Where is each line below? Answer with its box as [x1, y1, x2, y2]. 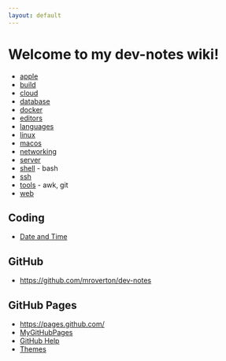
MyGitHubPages [19, 328, 73, 337]
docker [19, 105, 43, 114]
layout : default [8, 11, 61, 20]
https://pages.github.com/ [19, 319, 105, 329]
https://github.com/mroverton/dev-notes [19, 276, 152, 285]
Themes [19, 344, 47, 354]
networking [19, 146, 57, 156]
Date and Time [19, 232, 68, 241]
